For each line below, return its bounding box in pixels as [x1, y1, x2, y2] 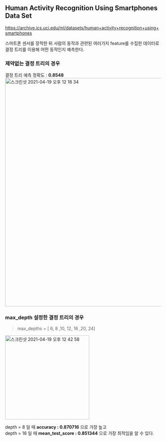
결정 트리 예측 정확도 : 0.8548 [5, 72, 64, 78]
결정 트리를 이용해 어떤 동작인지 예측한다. [5, 46, 84, 52]
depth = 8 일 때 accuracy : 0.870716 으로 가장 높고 [5, 424, 107, 430]
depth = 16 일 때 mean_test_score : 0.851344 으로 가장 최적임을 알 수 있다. [5, 430, 155, 437]
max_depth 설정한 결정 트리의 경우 [5, 314, 84, 321]
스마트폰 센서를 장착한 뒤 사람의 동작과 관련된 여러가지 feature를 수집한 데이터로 [5, 40, 160, 46]
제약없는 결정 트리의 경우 [5, 60, 60, 67]
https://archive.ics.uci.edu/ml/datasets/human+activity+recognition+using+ [5, 25, 159, 31]
